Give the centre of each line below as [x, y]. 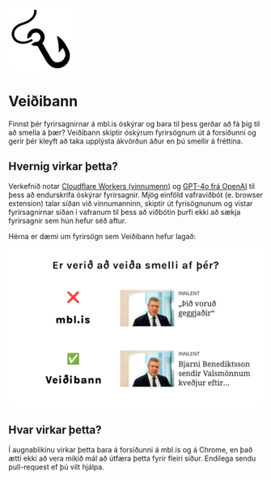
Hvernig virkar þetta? [64, 167]
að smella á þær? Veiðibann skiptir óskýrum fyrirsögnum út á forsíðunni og [132, 132]
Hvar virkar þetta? [55, 430]
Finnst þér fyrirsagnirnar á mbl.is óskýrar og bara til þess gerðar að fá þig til [134, 123]
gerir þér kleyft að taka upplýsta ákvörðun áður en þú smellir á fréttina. [126, 141]
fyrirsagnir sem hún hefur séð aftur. [68, 221]
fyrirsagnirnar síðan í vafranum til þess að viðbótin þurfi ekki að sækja [125, 212]
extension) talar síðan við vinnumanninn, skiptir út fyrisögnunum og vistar [131, 203]
